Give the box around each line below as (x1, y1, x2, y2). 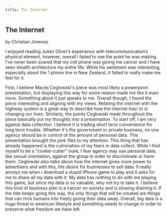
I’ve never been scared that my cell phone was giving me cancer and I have (5, 59, 161, 65)
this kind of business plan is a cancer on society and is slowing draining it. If (5, 185, 162, 191)
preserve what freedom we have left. (5, 206, 81, 212)
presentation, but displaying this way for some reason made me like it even (5, 90, 159, 96)
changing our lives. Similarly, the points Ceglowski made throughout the (5, 111, 153, 117)
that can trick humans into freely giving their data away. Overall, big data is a (5, 196, 163, 202)
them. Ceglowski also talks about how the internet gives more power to (5, 159, 151, 165)
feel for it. (5, 75, 25, 81)
